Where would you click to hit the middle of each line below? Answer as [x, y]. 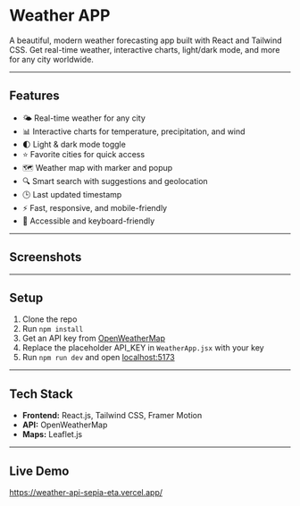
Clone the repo [50, 319]
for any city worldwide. [51, 59]
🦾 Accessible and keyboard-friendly [88, 221]
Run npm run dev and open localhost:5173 [99, 358]
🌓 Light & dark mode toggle [74, 144]
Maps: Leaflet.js [52, 434]
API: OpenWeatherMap [65, 425]
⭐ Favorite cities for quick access [83, 154]
